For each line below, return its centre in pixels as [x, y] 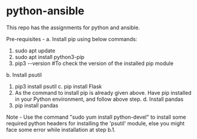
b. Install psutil [24, 75]
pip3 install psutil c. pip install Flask [59, 86]
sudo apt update [35, 50]
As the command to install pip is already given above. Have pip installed [103, 92]
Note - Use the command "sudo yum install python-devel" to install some [96, 117]
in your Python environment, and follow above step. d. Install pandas [99, 99]
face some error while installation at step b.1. [61, 129]
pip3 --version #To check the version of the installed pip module [94, 63]
